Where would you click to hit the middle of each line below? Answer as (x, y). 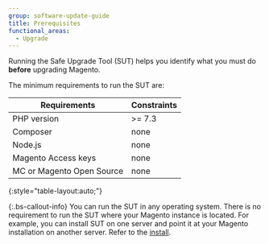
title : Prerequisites (45, 23)
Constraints (155, 105)
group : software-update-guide (59, 16)
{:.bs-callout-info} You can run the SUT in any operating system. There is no (135, 207)
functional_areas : (39, 31)
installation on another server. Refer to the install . (90, 232)
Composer (32, 132)
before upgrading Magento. (54, 70)
